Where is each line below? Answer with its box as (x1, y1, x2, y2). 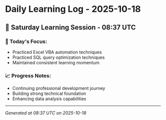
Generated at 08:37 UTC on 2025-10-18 (5, 110, 86, 116)
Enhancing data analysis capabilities (12, 96, 86, 102)
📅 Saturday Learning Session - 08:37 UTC (5, 23, 136, 32)
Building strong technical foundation (12, 90, 86, 97)
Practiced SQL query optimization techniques (12, 54, 105, 60)
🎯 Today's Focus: (5, 38, 47, 45)
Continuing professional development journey (12, 85, 105, 91)
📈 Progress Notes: (5, 72, 51, 79)
